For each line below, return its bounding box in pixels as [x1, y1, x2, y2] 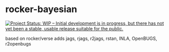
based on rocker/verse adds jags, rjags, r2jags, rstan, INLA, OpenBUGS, [5, 35, 157, 41]
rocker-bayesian [5, 4, 77, 15]
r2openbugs [5, 40, 32, 46]
